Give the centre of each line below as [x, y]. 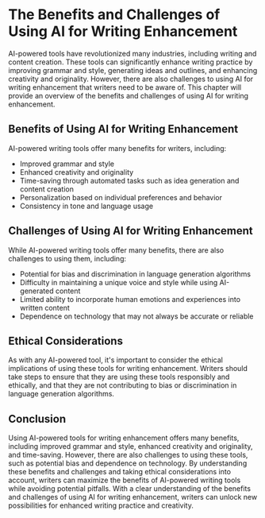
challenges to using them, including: [67, 258]
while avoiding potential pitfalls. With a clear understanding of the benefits [130, 489]
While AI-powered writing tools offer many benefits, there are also [116, 250]
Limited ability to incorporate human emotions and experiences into [130, 299]
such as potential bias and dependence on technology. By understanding [128, 463]
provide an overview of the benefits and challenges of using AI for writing [128, 95]
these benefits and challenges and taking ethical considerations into [120, 472]
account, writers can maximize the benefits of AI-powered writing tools [125, 480]
